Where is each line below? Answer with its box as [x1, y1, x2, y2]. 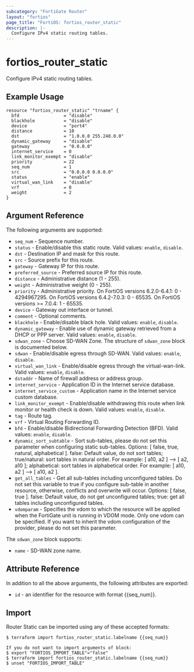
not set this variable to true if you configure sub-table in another [14, 480, 169, 487]
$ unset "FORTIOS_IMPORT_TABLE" [6, 660, 85, 666]
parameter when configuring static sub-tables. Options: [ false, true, [14, 443, 179, 450]
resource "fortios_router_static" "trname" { [6, 107, 119, 113]
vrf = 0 [11, 184, 72, 191]
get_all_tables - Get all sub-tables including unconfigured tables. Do [14, 474, 182, 481]
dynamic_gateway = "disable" [11, 138, 93, 144]
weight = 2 [11, 189, 72, 195]
